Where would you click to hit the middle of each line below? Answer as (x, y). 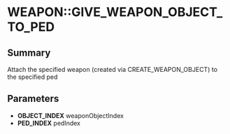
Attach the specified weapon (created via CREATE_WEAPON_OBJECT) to (113, 69)
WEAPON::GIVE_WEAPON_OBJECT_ (115, 12)
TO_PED (31, 27)
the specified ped (33, 77)
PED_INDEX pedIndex (49, 123)
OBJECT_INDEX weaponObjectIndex (71, 115)
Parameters (33, 99)
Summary (29, 53)
